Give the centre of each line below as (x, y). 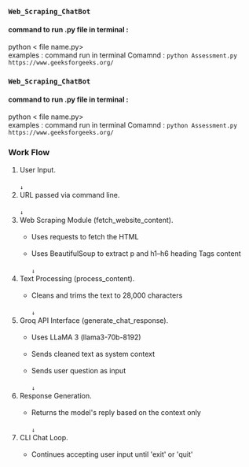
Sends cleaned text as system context (93, 354)
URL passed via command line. (70, 195)
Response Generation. (55, 395)
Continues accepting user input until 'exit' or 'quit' (112, 454)
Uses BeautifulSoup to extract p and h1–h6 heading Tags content (136, 253)
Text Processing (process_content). (77, 278)
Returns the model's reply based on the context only (116, 412)
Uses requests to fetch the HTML (85, 236)
